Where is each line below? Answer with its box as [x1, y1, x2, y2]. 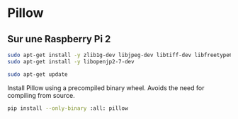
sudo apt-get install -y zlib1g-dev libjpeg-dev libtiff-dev [7, 51, 192, 58]
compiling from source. [7, 91, 76, 99]
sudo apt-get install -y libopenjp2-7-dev [7, 58, 135, 65]
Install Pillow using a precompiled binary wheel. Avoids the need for [7, 83, 205, 92]
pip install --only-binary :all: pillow [7, 104, 129, 112]
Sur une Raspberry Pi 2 [7, 33, 111, 45]
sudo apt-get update [7, 70, 69, 78]
